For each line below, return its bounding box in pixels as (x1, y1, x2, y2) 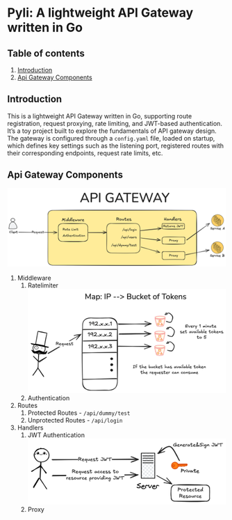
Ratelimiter (27, 281, 59, 290)
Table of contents (7, 47, 85, 59)
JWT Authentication (27, 430, 85, 439)
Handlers (17, 423, 44, 432)
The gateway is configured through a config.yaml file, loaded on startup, (7, 134, 215, 142)
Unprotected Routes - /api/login (27, 416, 123, 424)
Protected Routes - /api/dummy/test (27, 409, 131, 417)
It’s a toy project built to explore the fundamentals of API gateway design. (7, 127, 217, 135)
